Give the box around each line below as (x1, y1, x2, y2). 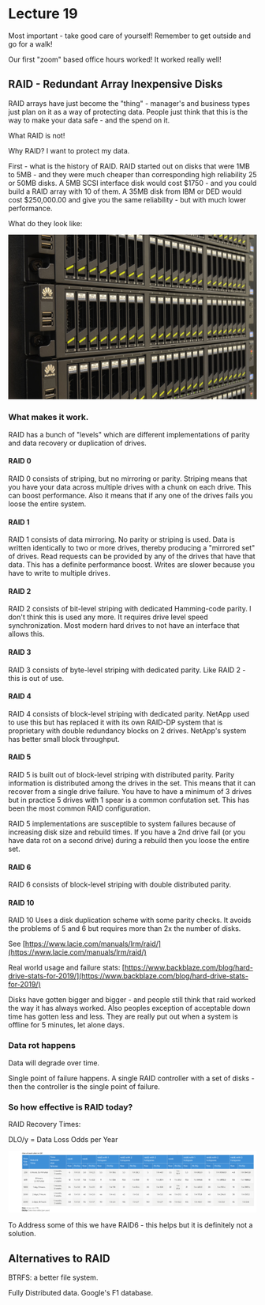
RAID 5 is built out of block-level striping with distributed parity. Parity (8, 770, 235, 779)
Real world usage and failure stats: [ (8, 963, 125, 973)
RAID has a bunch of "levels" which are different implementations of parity (8, 429, 250, 439)
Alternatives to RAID (8, 1251, 110, 1265)
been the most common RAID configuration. (8, 804, 151, 813)
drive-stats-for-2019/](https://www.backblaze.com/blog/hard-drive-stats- (8, 971, 248, 981)
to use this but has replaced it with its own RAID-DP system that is (8, 717, 223, 727)
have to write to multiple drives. (8, 569, 110, 578)
